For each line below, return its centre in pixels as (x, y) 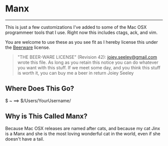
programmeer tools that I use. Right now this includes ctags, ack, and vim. (81, 32)
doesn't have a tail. (25, 139)
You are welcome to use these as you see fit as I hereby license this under (82, 42)
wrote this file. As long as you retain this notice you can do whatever (88, 62)
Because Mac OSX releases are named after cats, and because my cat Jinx (83, 128)
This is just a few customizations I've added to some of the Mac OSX (76, 27)
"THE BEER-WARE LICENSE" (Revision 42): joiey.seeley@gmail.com (87, 57)
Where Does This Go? (40, 88)
